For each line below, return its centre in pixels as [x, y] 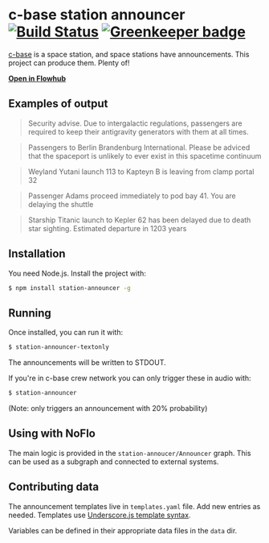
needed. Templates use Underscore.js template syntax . [100, 515]
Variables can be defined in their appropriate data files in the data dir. [123, 530]
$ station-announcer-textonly [59, 347]
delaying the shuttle [61, 204]
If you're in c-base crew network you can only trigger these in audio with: [130, 378]
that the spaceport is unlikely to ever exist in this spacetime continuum [145, 155]
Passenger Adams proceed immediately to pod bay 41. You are [132, 196]
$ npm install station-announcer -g [69, 288]
